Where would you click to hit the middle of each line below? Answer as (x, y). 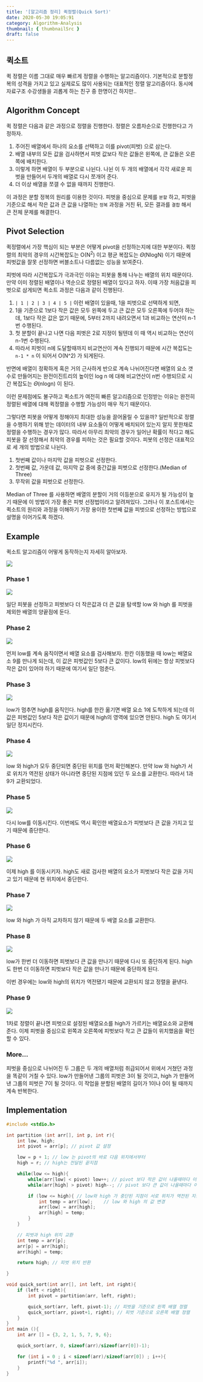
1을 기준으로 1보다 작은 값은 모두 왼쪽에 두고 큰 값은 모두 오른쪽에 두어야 (99, 310)
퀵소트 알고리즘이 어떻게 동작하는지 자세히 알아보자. (67, 552)
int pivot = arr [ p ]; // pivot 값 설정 (64, 1146)
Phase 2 (18, 628)
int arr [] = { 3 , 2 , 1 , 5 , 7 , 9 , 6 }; (65, 1335)
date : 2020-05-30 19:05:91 (40, 18)
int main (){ (23, 1329)
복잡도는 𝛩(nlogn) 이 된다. (43, 384)
